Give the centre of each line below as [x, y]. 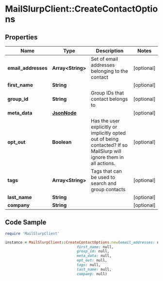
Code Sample [26, 223]
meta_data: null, [94, 256]
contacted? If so [109, 145]
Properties [21, 37]
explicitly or [104, 127]
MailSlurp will [106, 151]
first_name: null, [95, 247]
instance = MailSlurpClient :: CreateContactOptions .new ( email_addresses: [80, 242]
